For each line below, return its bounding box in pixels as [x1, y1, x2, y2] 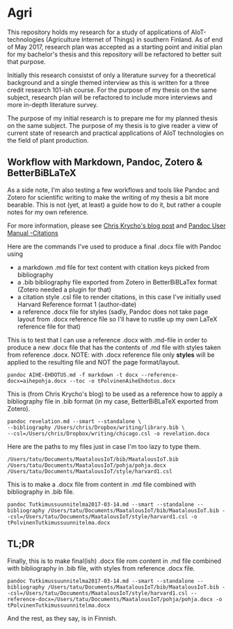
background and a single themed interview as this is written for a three [7, 78, 210, 86]
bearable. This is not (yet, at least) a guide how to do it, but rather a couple [7, 200, 221, 209]
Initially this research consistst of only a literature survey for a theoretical [7, 71, 216, 79]
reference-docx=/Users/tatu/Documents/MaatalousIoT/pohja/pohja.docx [7, 596, 214, 603]
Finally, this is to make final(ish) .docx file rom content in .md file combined [7, 557, 221, 565]
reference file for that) [17, 322, 81, 331]
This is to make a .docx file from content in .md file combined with [7, 480, 196, 488]
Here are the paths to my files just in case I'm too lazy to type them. [7, 442, 201, 450]
